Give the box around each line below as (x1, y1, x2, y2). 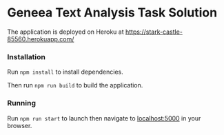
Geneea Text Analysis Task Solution (7, 5, 218, 21)
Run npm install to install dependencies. (7, 67, 123, 76)
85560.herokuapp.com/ (7, 34, 74, 43)
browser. (7, 121, 32, 129)
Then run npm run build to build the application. (7, 81, 143, 90)
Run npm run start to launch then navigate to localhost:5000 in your (7, 114, 201, 122)
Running (7, 98, 37, 108)
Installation (7, 52, 46, 61)
